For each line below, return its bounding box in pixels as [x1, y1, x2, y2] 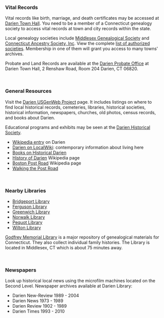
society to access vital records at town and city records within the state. [5, 26, 151, 32]
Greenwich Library [12, 209, 50, 215]
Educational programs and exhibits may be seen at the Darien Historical [5, 124, 150, 130]
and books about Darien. [5, 115, 55, 120]
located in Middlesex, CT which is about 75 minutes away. [5, 244, 123, 250]
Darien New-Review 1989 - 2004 [12, 293, 79, 299]
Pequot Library [12, 219, 43, 225]
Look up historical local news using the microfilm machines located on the [5, 278, 156, 284]
